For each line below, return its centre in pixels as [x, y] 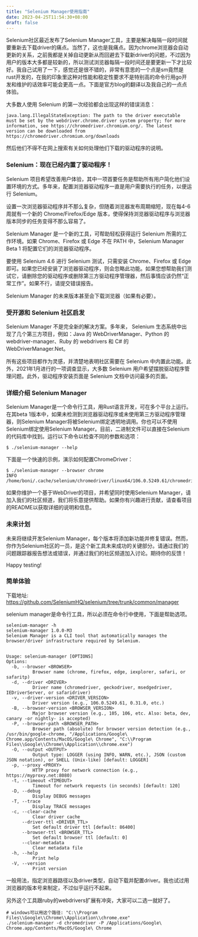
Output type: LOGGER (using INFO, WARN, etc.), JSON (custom [109, 755]
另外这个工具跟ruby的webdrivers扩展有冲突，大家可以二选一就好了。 [90, 900]
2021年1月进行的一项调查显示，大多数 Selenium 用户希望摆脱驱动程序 [100, 369]
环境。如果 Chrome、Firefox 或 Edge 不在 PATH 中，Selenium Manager [98, 241]
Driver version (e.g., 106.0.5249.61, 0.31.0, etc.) [98, 703]
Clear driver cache [56, 817]
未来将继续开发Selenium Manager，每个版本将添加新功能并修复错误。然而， [99, 538]
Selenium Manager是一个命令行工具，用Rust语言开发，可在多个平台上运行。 [99, 407]
